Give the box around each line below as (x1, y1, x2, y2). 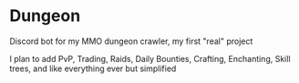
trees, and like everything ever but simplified (9, 63, 177, 74)
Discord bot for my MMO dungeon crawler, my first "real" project (9, 36, 253, 47)
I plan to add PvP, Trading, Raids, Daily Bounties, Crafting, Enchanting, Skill (9, 53, 291, 64)
